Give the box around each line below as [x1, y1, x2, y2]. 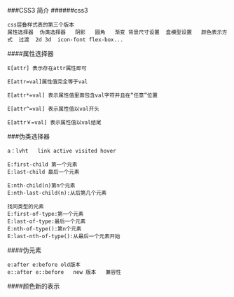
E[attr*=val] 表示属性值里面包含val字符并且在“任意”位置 [7, 92, 158, 99]
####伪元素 [7, 246, 42, 254]
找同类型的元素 [7, 203, 44, 210]
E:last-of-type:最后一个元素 [7, 218, 86, 225]
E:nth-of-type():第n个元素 [7, 226, 82, 233]
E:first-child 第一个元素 [7, 161, 78, 168]
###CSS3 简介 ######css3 [7, 6, 88, 14]
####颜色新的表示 [7, 282, 60, 290]
